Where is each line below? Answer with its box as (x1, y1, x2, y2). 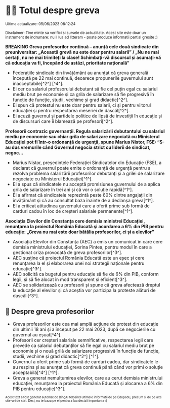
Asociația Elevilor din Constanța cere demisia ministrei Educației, (5, 218, 145, 224)
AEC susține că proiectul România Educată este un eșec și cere (12, 255, 145, 261)
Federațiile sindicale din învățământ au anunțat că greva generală (12, 70, 148, 76)
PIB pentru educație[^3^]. (12, 386, 66, 392)
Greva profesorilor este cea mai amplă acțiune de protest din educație (12, 321, 158, 327)
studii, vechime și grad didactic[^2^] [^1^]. (12, 353, 100, 359)
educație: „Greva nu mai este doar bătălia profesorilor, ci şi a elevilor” (5, 229, 154, 235)
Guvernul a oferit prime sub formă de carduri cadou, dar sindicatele (12, 358, 154, 365)
